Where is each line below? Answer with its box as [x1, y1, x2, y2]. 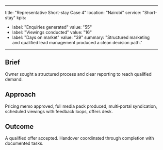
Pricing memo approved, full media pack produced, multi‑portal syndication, [5, 103, 158, 109]
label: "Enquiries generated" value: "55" [12, 24, 92, 30]
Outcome [5, 122, 34, 131]
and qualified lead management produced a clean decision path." [12, 40, 143, 45]
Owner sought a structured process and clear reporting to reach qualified [5, 71, 152, 77]
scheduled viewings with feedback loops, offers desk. [5, 108, 113, 114]
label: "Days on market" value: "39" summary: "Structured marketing [12, 34, 150, 40]
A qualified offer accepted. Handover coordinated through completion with [5, 135, 154, 141]
